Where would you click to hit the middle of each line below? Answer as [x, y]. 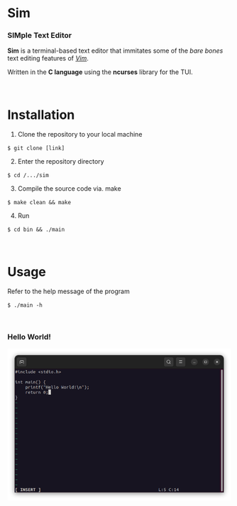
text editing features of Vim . [48, 58]
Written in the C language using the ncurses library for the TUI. [100, 72]
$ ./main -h [25, 305]
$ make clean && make [39, 203]
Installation [41, 115]
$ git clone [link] [36, 148]
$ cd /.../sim [28, 176]
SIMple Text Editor [40, 36]
